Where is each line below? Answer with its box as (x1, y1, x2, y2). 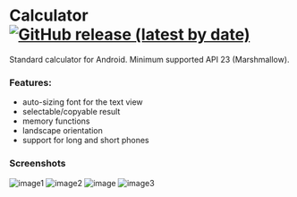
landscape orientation (21, 125, 103, 136)
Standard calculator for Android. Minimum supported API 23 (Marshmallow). (9, 54, 290, 64)
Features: (9, 76, 52, 89)
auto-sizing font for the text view (21, 97, 143, 107)
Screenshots (9, 158, 66, 170)
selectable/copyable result (21, 107, 121, 117)
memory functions (21, 116, 90, 126)
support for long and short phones (21, 135, 149, 146)
